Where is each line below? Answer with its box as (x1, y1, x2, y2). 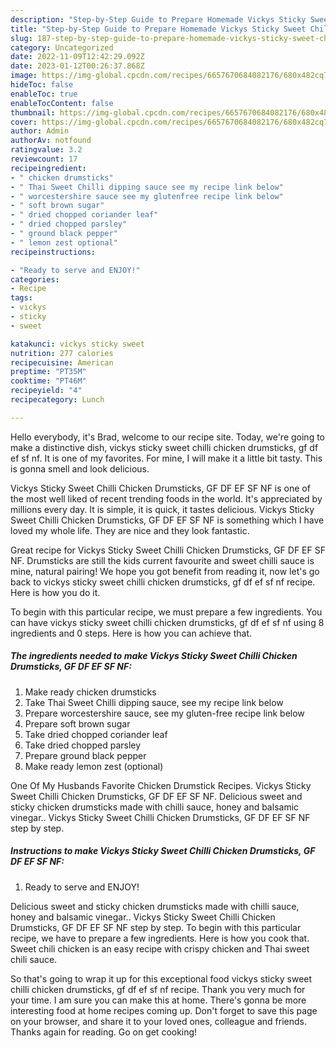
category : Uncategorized (10, 42, 114, 53)
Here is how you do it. (10, 586, 101, 598)
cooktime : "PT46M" (10, 376, 87, 386)
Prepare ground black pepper (24, 749, 147, 761)
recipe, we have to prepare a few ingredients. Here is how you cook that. (10, 932, 310, 944)
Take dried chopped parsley (24, 739, 142, 751)
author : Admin (10, 126, 70, 136)
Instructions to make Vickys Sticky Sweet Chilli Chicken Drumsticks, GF (10, 845, 316, 857)
